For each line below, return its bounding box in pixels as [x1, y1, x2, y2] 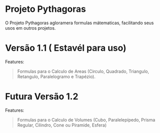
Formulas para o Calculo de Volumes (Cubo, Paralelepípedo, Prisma [17, 117, 156, 123]
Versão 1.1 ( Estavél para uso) [5, 43, 127, 54]
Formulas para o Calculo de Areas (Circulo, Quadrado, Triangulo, [17, 68, 149, 74]
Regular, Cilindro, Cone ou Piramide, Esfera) [17, 122, 107, 128]
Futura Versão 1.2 [5, 91, 79, 102]
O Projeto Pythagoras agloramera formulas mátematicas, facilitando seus [5, 20, 154, 26]
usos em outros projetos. [5, 25, 56, 31]
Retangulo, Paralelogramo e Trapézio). [17, 73, 96, 80]
